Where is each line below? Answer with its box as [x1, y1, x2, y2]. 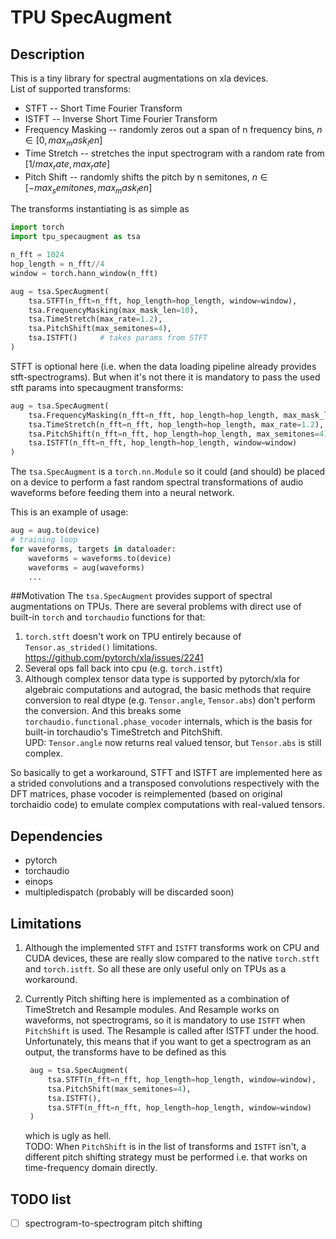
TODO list [10, 1191, 72, 1208]
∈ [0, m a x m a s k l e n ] [24, 134, 103, 148]
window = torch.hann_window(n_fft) [10, 268, 159, 278]
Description [10, 46, 85, 63]
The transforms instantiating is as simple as [10, 203, 190, 215]
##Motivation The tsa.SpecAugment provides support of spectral [10, 590, 273, 602]
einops [24, 876, 53, 888]
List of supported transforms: [10, 83, 132, 95]
